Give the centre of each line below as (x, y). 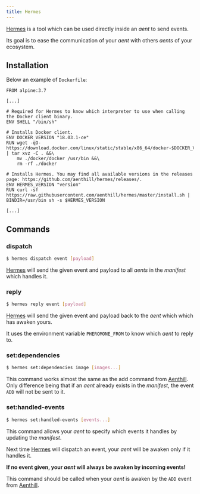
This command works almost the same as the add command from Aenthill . (97, 379)
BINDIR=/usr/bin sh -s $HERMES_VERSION (56, 201)
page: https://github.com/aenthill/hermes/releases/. (74, 180)
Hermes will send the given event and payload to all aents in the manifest (96, 270)
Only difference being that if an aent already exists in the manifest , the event (100, 385)
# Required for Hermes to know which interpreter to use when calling (96, 112)
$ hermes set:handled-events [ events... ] (58, 420)
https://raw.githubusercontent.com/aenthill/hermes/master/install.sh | (98, 195)
